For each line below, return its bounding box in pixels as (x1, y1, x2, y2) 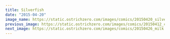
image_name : (5, 17, 30, 22)
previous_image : (5, 21, 39, 27)
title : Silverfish (5, 7, 44, 13)
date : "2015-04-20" (5, 12, 47, 17)
